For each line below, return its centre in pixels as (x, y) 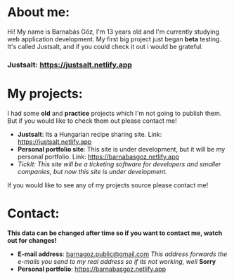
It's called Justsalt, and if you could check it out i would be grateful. (105, 46)
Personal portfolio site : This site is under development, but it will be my (121, 149)
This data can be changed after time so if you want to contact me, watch (115, 233)
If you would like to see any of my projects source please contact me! (108, 185)
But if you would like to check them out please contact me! (92, 121)
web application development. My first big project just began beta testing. (115, 39)
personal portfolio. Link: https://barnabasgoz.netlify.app (98, 156)
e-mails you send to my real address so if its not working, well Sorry (117, 261)
